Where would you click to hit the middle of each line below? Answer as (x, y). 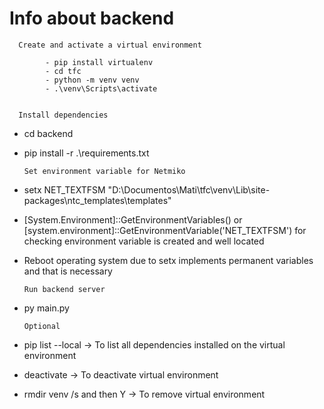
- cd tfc (63, 71)
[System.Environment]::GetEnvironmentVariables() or (133, 219)
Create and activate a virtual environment (110, 45)
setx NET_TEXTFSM (64, 189)
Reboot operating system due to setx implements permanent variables (168, 260)
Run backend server (64, 289)
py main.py (46, 308)
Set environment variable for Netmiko (104, 171)
